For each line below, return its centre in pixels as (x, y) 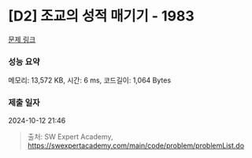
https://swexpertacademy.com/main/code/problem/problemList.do (136, 145)
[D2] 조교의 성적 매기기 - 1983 (101, 16)
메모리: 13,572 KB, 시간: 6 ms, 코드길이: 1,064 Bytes (90, 80)
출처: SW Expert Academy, (70, 136)
